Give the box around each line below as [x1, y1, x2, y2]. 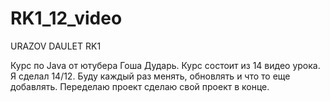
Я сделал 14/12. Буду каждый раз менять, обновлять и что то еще [10, 70, 291, 82]
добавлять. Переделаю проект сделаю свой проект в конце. [10, 80, 270, 92]
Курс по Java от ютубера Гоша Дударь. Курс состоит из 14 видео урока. [10, 59, 321, 71]
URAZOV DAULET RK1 [10, 40, 102, 52]
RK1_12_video [10, 7, 123, 30]
